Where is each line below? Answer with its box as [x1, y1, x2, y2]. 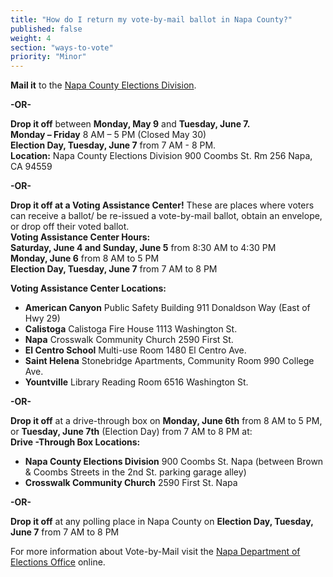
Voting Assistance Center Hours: [10, 231, 151, 243]
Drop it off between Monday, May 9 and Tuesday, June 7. [10, 118, 251, 130]
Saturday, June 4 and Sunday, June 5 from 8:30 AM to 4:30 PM [10, 242, 277, 254]
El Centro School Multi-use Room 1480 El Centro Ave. [24, 344, 247, 356]
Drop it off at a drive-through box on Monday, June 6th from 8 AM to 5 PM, [10, 415, 323, 427]
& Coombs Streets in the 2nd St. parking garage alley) [24, 466, 247, 478]
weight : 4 [10, 33, 52, 43]
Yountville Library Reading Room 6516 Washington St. [24, 376, 249, 388]
